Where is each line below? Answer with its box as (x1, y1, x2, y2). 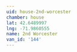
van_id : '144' (6, 36, 42, 42)
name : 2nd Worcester (6, 31, 58, 37)
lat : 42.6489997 (6, 20, 47, 26)
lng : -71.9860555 (6, 25, 50, 32)
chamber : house (6, 14, 45, 20)
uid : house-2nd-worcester (6, 8, 71, 15)
